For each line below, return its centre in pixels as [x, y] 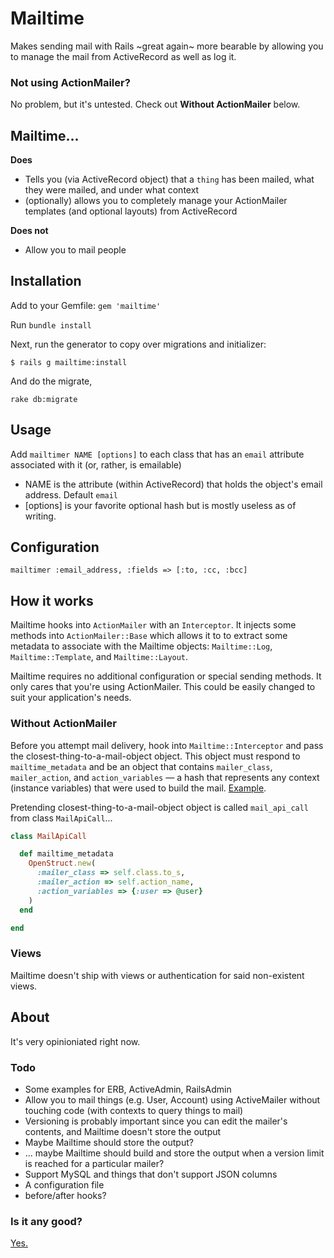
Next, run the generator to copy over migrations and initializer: [138, 344]
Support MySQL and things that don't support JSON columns [151, 1174]
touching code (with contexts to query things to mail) [134, 1110]
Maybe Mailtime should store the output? [109, 1142]
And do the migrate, [51, 381]
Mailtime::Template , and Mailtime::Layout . [99, 657]
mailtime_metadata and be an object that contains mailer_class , [141, 766]
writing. [40, 516]
